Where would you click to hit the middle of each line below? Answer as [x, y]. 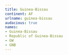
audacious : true [21, 23]
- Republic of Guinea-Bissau [34, 36]
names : [11, 27]
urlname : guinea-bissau [29, 18]
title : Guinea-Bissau [27, 9]
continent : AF [19, 14]
